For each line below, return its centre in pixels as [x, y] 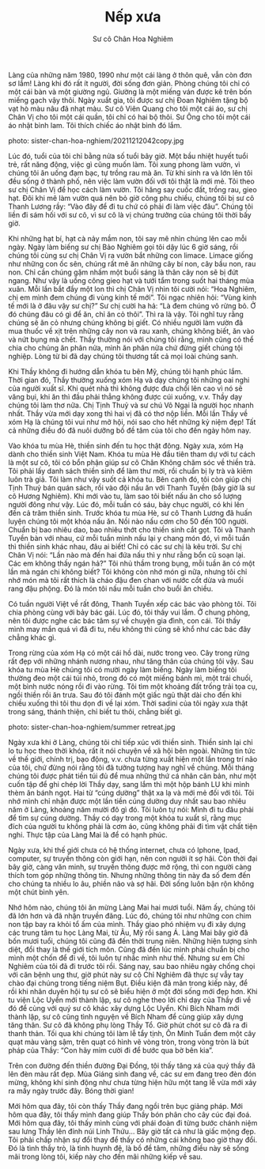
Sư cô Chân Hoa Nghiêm [133, 39]
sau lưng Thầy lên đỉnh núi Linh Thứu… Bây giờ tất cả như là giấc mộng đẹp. [132, 1131]
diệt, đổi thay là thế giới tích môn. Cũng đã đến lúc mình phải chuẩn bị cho [129, 949]
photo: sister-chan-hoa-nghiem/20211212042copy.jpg [96, 140]
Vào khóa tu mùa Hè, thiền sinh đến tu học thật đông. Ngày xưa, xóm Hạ [126, 445]
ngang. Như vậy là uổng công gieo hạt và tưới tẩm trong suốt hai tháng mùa [131, 280]
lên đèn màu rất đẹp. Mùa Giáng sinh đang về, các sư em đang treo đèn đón [132, 1074]
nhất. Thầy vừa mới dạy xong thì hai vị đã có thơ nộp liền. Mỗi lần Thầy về [128, 413]
